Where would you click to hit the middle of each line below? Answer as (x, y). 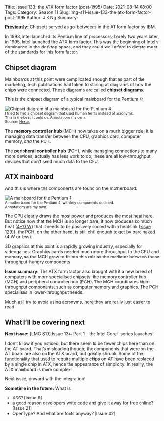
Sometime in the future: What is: (38, 388)
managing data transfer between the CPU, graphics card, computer (73, 136)
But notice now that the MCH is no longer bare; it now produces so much (79, 221)
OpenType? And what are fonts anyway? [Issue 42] (64, 414)
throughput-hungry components (37, 262)
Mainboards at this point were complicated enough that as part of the (75, 79)
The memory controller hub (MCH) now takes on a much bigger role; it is (79, 131)
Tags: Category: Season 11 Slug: (37, 12)
